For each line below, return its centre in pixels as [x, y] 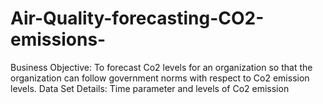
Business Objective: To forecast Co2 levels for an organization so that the [161, 67]
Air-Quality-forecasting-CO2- [137, 18]
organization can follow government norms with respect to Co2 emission [160, 78]
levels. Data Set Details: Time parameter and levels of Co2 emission [150, 88]
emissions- [58, 39]
